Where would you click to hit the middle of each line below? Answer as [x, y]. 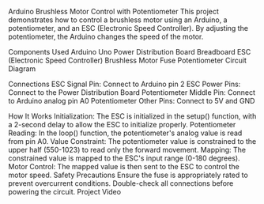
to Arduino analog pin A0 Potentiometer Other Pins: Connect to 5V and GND [132, 101]
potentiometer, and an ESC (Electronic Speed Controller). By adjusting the [128, 28]
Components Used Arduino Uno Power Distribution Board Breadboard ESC [130, 52]
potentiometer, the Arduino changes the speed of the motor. [106, 36]
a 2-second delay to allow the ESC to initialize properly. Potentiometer [122, 125]
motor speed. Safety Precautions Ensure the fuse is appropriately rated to [128, 175]
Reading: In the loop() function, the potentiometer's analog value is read [125, 133]
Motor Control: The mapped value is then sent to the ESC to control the [124, 166]
